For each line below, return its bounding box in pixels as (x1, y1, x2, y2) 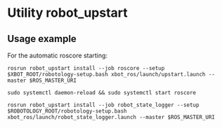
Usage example (7, 33, 77, 45)
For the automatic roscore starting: (7, 51, 107, 59)
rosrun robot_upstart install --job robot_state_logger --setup (7, 101, 200, 108)
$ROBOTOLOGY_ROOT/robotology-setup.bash (7, 108, 128, 115)
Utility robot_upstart (7, 5, 128, 21)
